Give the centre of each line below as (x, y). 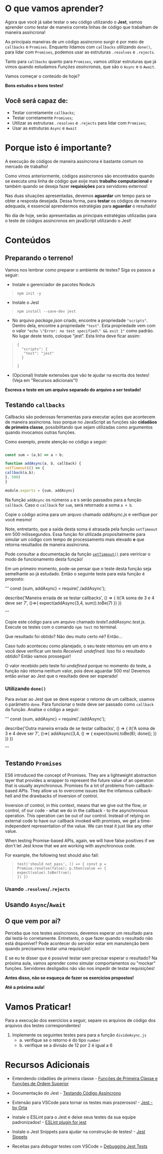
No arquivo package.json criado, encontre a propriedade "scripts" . (80, 320)
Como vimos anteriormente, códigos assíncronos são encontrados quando (80, 176)
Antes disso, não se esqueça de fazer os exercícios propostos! (70, 978)
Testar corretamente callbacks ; (43, 112)
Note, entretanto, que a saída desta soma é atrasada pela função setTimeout (81, 529)
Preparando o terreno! (39, 258)
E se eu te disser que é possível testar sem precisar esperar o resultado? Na (81, 958)
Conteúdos (28, 240)
